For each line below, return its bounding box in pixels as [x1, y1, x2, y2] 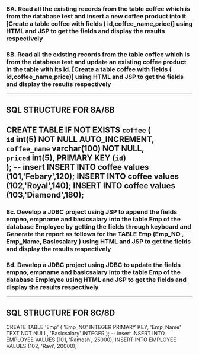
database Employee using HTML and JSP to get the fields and [6, 275, 187, 284]
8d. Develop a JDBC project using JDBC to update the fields [6, 261, 181, 269]
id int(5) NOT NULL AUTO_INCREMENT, [6, 134, 155, 144]
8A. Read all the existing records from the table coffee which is [6, 5, 191, 13]
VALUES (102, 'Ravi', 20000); [6, 343, 77, 350]
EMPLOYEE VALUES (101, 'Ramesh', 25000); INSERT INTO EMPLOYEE [6, 336, 176, 343]
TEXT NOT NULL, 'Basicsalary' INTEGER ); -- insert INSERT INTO [6, 330, 165, 337]
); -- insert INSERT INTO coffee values [6, 162, 149, 172]
